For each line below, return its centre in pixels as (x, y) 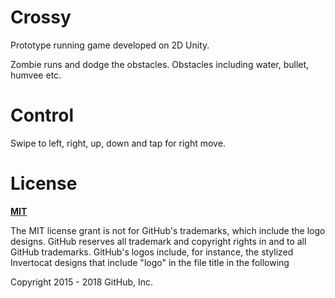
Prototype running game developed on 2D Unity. (110, 45)
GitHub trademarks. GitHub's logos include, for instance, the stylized (152, 252)
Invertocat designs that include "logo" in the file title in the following (150, 262)
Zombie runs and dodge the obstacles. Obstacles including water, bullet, (160, 64)
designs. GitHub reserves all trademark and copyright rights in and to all (158, 241)
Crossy (41, 17)
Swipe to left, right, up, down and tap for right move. (118, 143)
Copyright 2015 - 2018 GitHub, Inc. (82, 282)
